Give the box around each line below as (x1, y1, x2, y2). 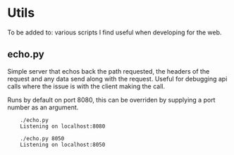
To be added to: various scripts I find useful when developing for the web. (7, 28, 222, 36)
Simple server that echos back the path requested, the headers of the (7, 67, 210, 75)
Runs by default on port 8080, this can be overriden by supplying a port (7, 95, 216, 104)
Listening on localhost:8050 (20, 141, 106, 148)
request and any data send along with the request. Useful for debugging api (7, 74, 228, 83)
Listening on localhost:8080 (20, 123, 106, 130)
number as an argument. (7, 103, 79, 112)
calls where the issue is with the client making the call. (7, 82, 166, 90)
